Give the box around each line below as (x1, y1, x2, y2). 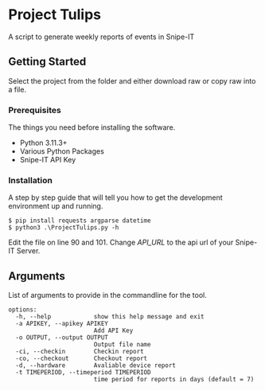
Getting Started (8, 55, 87, 68)
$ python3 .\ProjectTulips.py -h (8, 224, 119, 232)
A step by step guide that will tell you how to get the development (8, 193, 223, 202)
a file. (8, 84, 26, 94)
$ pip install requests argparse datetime (8, 217, 151, 225)
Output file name (93, 341, 151, 349)
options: (8, 306, 37, 314)
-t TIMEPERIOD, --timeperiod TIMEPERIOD (15, 369, 151, 377)
